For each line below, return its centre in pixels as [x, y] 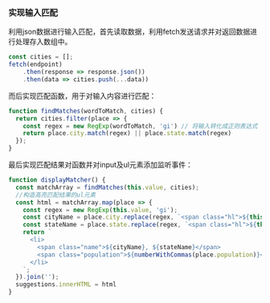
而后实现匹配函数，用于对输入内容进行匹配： [82, 96]
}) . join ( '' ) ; [37, 277]
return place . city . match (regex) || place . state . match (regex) [127, 133]
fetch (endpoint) [35, 65]
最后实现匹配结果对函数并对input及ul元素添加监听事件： [100, 165]
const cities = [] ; [41, 57]
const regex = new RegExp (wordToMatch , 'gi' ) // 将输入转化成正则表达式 [141, 126]
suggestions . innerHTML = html [66, 285]
